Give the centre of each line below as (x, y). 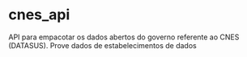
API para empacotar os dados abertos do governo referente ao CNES (124, 37)
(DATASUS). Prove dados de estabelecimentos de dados (102, 45)
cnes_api (39, 15)
